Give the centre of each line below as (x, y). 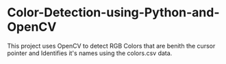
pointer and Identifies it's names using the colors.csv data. (90, 53)
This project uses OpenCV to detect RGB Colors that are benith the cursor (111, 46)
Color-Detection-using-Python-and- (113, 13)
